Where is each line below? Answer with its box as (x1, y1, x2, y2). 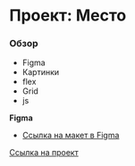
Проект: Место (9, 5, 127, 26)
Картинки (21, 67, 60, 78)
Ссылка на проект (9, 147, 79, 158)
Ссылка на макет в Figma (21, 130, 120, 141)
